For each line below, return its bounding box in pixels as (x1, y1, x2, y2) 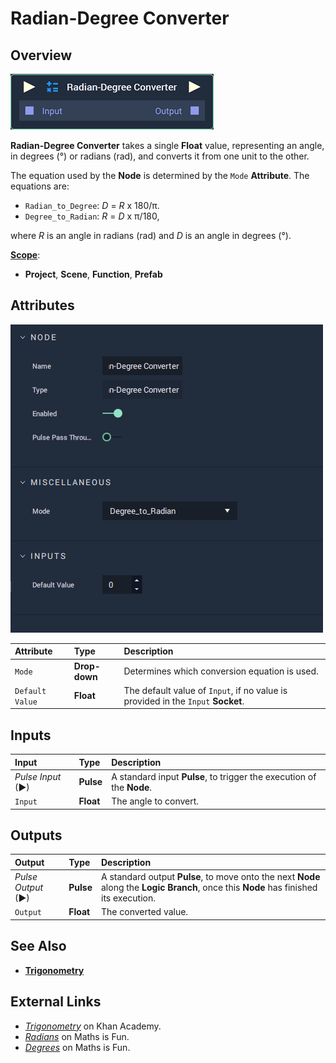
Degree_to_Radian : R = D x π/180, (24, 210, 160, 222)
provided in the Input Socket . (123, 695, 245, 707)
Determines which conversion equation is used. (123, 665, 319, 677)
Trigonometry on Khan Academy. (24, 1020, 162, 1032)
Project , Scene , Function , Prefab (24, 268, 163, 280)
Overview (10, 47, 73, 64)
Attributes (10, 297, 75, 314)
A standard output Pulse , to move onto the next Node (101, 871, 321, 883)
